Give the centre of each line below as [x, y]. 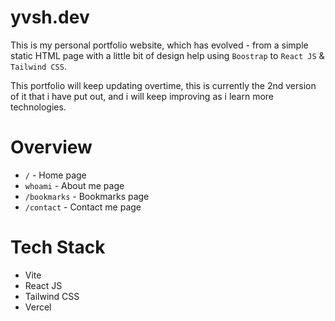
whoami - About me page [74, 185]
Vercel [38, 307]
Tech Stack [58, 247]
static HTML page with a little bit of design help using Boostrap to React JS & [167, 55]
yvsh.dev [50, 17]
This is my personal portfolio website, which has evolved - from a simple [159, 45]
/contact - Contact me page [83, 207]
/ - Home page [55, 175]
